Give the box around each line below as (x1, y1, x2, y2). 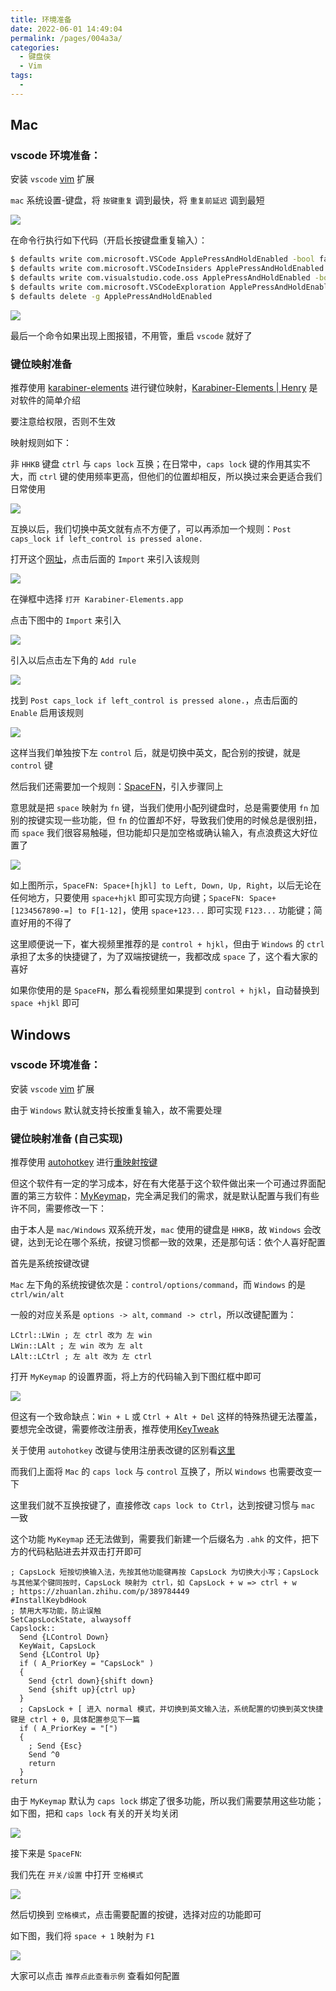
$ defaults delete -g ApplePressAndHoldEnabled (10, 291, 213, 301)
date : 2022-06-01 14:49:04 (10, 24, 123, 34)
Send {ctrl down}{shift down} (28, 1676, 155, 1686)
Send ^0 (28, 1750, 60, 1760)
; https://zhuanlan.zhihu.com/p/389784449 (10, 1587, 190, 1597)
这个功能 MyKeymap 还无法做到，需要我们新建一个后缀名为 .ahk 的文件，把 (10, 1533, 311, 1545)
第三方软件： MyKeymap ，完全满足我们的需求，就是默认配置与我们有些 (27, 1190, 320, 1202)
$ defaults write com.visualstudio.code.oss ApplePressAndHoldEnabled (10, 273, 311, 283)
